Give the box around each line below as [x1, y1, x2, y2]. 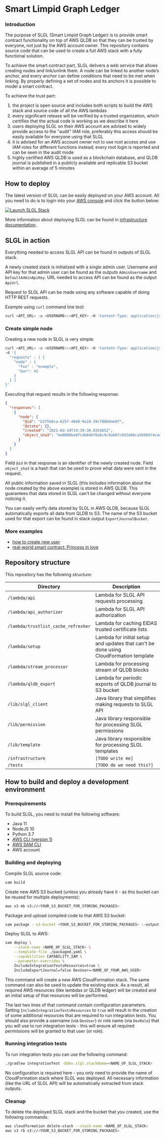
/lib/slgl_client [7, 701, 48, 707]
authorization [95, 612, 126, 618]
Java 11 [12, 821, 27, 827]
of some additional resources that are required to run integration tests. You [5, 1012, 156, 1018]
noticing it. [5, 496, 27, 501]
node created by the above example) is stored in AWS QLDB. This [5, 485, 138, 491]
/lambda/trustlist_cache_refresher [7, 623, 91, 629]
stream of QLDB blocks [95, 666, 149, 673]
